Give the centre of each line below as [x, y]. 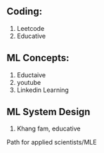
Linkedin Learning [43, 90]
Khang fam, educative [48, 128]
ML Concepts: [38, 58]
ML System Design [48, 112]
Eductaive [31, 75]
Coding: [25, 12]
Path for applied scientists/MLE [52, 142]
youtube [29, 82]
